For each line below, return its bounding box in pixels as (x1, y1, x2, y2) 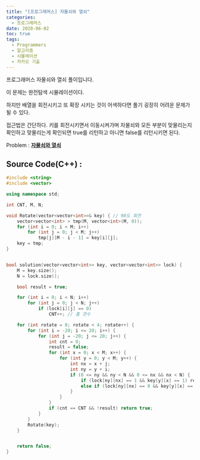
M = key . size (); (17, 267, 58, 273)
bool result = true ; (17, 284, 68, 290)
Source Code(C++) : (6, 159, 82, 169)
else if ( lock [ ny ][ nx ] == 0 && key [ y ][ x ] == (80, 383, 193, 389)
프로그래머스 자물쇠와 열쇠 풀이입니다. (6, 76, 94, 83)
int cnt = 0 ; (48, 338, 82, 345)
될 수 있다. (6, 109, 30, 116)
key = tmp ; (17, 240, 44, 246)
